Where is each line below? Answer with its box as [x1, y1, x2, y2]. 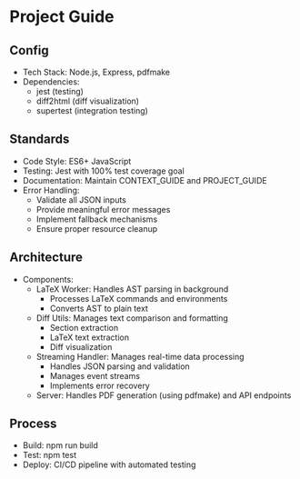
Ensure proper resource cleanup [35, 223, 158, 234]
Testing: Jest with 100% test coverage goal [22, 165, 185, 176]
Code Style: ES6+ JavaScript [22, 155, 132, 166]
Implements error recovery [49, 380, 150, 391]
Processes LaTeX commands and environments [49, 293, 228, 304]
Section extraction [49, 322, 119, 333]
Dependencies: [22, 76, 80, 87]
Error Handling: [22, 185, 80, 195]
